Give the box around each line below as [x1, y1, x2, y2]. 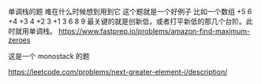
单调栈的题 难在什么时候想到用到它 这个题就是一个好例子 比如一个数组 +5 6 [8, 7, 252, 16]
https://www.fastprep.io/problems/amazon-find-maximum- [58, 27, 251, 35]
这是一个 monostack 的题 [8, 52, 90, 60]
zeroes [8, 35, 31, 45]
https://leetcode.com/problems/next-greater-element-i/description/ [8, 68, 228, 76]
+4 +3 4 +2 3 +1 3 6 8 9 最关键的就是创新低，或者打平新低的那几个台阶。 [8, 16, 247, 26]
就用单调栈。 [14, 27, 57, 35]
